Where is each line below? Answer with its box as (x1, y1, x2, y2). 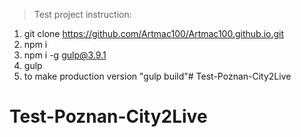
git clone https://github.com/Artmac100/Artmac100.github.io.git (23, 28, 285, 39)
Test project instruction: (33, 9, 132, 20)
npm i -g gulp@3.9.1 (23, 49, 107, 61)
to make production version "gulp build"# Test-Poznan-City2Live (23, 70, 292, 82)
